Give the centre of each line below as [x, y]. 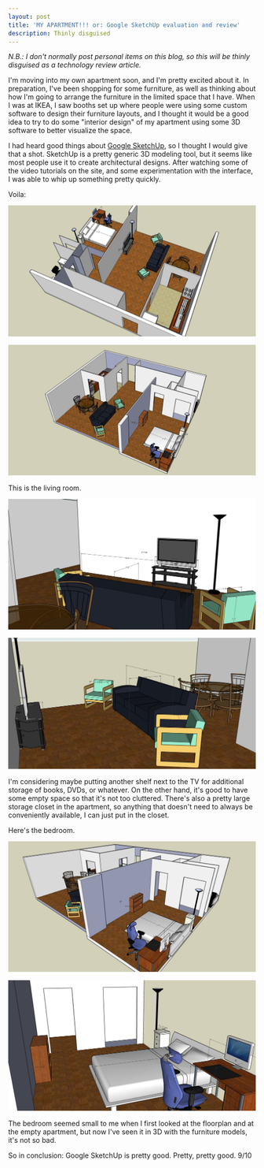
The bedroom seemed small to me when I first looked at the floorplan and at [131, 1124]
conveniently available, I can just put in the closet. [89, 815]
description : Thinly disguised [59, 33]
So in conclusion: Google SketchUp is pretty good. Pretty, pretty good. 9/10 [130, 1155]
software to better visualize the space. [70, 131]
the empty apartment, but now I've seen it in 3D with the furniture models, [128, 1132]
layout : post [29, 17]
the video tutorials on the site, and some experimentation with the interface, [131, 171]
